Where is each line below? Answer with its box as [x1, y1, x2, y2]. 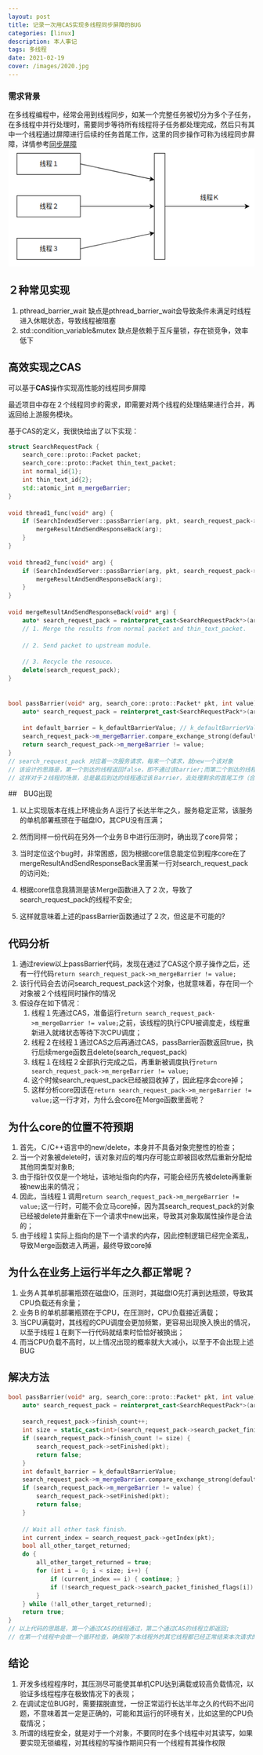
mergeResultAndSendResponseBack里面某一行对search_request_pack [19, 859, 249, 868]
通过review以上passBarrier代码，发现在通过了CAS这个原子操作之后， [19, 959, 244, 969]
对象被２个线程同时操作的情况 [19, 989, 116, 998]
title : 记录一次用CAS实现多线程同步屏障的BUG [8, 20, 142, 29]
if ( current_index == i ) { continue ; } [49, 1574, 180, 1583]
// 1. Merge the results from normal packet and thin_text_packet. [22, 625, 247, 633]
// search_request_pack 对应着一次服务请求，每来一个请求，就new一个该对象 [8, 757, 233, 765]
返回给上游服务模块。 [8, 409, 77, 419]
